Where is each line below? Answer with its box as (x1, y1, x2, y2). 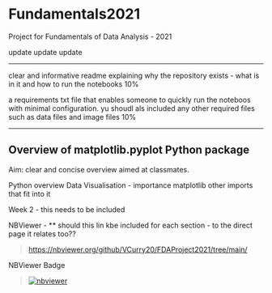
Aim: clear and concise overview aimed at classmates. (8, 164, 189, 174)
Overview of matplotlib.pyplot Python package (8, 143, 250, 157)
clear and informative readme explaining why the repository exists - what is (8, 70, 260, 80)
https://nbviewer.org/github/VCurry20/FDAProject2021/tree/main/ (28, 244, 249, 254)
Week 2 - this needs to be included (8, 204, 125, 214)
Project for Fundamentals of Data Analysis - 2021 (8, 32, 172, 41)
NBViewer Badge (8, 260, 66, 270)
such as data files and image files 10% (8, 112, 136, 121)
